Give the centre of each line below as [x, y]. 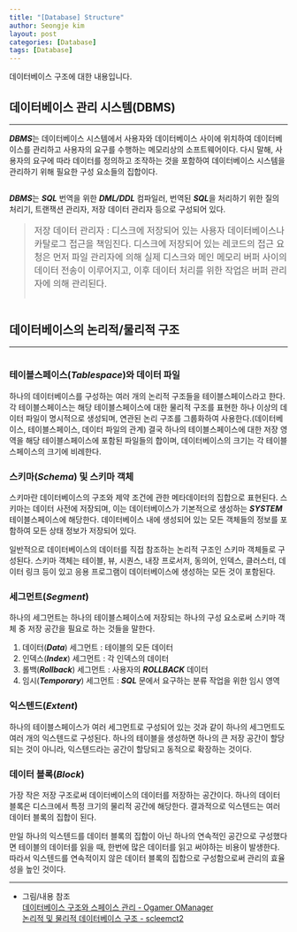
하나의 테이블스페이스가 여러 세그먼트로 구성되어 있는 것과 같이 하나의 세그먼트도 [147, 727]
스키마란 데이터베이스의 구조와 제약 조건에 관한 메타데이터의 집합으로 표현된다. [144, 497]
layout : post [33, 34]
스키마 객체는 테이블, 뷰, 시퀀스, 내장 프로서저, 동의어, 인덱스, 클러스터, [156, 561]
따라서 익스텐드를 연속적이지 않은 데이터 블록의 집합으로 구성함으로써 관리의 [139, 858]
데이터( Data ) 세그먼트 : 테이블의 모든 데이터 [98, 648]
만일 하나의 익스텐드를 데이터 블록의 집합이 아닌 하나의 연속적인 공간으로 [133, 836]
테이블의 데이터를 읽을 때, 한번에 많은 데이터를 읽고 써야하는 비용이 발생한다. [149, 847]
